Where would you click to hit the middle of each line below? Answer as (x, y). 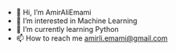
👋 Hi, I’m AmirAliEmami (53, 12)
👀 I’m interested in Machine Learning (77, 21)
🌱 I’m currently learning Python (67, 29)
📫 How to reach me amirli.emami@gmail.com (92, 38)
